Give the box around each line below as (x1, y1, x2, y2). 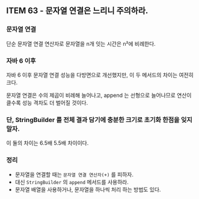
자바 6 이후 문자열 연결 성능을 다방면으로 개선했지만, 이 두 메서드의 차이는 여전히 (6, 71, 194, 78)
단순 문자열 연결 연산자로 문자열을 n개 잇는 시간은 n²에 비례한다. (6, 40, 156, 47)
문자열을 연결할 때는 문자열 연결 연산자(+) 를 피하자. (14, 171, 134, 178)
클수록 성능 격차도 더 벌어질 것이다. (6, 99, 88, 106)
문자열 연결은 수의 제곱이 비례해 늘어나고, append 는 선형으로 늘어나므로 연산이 (6, 91, 192, 99)
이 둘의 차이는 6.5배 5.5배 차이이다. (6, 139, 89, 147)
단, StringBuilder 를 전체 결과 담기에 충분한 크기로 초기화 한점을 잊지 (6, 115, 192, 124)
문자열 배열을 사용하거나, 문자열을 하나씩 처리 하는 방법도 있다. (14, 186, 161, 193)
